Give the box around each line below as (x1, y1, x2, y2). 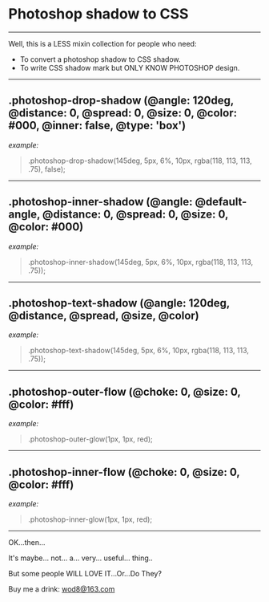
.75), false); (27, 164, 66, 173)
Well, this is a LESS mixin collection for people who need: (8, 39, 197, 48)
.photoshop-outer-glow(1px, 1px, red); (27, 434, 154, 444)
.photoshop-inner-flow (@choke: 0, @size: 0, (8, 465, 240, 478)
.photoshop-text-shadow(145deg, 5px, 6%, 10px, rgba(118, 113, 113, (27, 346, 250, 356)
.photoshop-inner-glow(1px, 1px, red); (27, 515, 153, 524)
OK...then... (8, 538, 46, 547)
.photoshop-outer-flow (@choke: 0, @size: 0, (8, 384, 241, 398)
